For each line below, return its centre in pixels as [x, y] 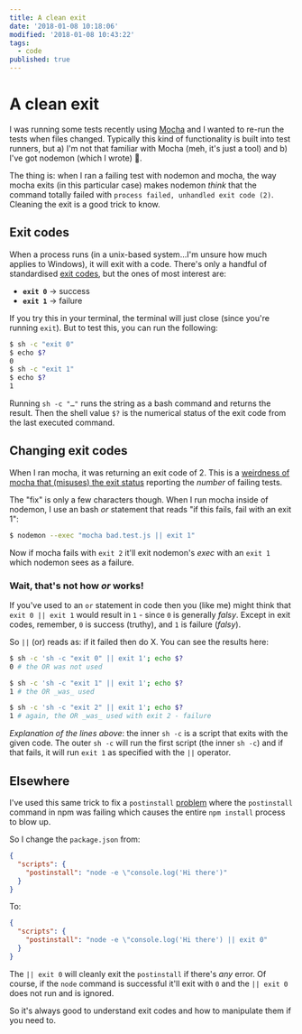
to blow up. [30, 822]
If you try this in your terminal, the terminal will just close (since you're [140, 318]
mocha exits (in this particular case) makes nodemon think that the [133, 185]
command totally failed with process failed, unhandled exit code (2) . [142, 194]
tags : [19, 43]
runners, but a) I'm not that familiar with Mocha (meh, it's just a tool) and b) [149, 148]
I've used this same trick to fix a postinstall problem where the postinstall [151, 803]
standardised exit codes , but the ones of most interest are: [118, 273]
